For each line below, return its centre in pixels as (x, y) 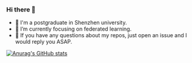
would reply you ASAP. (44, 42)
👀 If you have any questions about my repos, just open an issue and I (101, 35)
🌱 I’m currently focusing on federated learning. (73, 29)
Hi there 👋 (21, 10)
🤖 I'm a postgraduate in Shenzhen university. (71, 23)
